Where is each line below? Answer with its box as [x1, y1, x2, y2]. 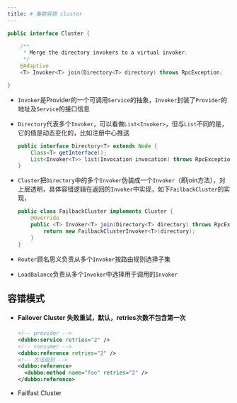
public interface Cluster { [7, 30, 91, 37]
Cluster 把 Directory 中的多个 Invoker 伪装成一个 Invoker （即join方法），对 [17, 176, 226, 184]
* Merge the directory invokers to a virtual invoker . [23, 49, 189, 57]
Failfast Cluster [17, 389, 62, 397]
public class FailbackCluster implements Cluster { [17, 208, 173, 215]
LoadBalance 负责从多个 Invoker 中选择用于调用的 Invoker [17, 270, 178, 278]
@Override [30, 214, 59, 222]
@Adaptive [20, 62, 50, 70]
